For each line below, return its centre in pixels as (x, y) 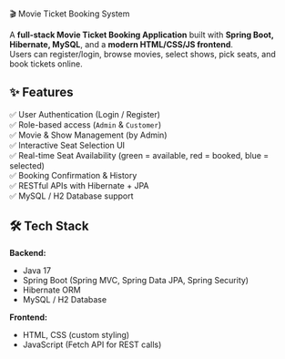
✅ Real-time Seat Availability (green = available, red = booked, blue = (139, 155)
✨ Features (41, 92)
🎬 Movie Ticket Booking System (70, 14)
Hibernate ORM (51, 290)
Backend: (28, 252)
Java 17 (37, 270)
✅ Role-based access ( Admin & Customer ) (86, 124)
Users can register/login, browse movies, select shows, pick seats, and (142, 54)
